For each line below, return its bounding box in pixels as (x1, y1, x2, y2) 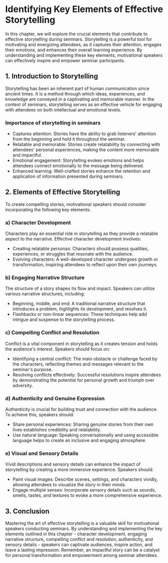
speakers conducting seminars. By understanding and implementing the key (5, 526, 162, 532)
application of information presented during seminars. (12, 173, 124, 179)
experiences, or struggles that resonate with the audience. (12, 251, 134, 257)
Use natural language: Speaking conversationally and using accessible (12, 432, 159, 438)
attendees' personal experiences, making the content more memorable (12, 147, 159, 153)
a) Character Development (5, 219, 71, 226)
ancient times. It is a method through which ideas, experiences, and (5, 90, 145, 96)
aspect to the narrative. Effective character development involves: (5, 236, 141, 242)
